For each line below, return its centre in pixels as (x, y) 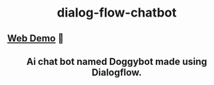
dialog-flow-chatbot (117, 13)
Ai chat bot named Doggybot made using (117, 61)
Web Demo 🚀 (35, 38)
